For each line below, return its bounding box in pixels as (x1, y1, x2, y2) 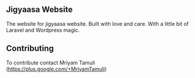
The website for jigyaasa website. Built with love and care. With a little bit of (6, 20, 189, 27)
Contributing (6, 43, 54, 53)
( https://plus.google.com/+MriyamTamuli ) (6, 65, 107, 72)
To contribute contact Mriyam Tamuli (6, 59, 95, 66)
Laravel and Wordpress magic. (6, 26, 80, 33)
